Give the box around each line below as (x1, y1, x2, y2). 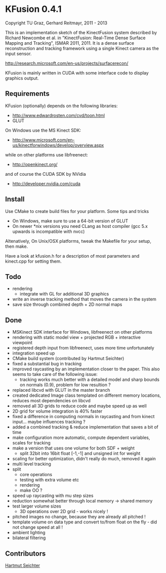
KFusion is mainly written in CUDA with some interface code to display (5, 70, 149, 75)
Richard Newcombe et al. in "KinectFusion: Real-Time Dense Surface (5, 35, 146, 41)
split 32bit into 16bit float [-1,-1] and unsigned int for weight (19, 450, 141, 456)
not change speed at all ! (12, 524, 63, 530)
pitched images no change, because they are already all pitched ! (12, 514, 146, 520)
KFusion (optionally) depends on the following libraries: (5, 103, 118, 109)
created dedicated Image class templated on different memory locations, (12, 392, 161, 398)
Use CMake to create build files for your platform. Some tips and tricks (5, 208, 149, 214)
